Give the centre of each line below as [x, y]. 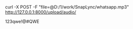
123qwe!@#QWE [22, 22]
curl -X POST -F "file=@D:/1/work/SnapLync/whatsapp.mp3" [67, 7]
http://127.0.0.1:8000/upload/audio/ [41, 12]
